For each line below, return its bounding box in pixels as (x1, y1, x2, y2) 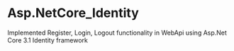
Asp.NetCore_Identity (7, 5, 140, 21)
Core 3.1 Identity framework (7, 35, 89, 44)
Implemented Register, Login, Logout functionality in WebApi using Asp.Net (7, 28, 227, 37)
